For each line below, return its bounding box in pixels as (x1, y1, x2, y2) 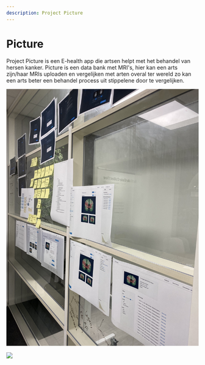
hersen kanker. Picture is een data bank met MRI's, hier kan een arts (6, 64, 178, 71)
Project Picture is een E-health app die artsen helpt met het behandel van (6, 57, 191, 64)
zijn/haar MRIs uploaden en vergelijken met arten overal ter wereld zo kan (6, 70, 192, 78)
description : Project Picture (6, 10, 84, 16)
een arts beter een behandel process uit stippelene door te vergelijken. (6, 76, 185, 84)
